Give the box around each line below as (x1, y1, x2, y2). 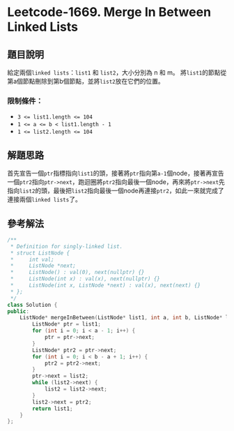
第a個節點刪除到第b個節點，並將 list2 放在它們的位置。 (7, 77, 165, 85)
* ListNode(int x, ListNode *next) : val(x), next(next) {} (10, 282, 201, 289)
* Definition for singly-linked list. (10, 243, 123, 250)
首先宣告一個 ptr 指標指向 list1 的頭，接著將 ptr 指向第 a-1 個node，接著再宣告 (7, 169, 224, 178)
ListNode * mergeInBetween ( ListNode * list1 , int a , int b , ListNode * (19, 315, 223, 322)
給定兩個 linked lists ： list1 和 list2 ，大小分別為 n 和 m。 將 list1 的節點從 (7, 68, 227, 77)
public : (7, 308, 30, 315)
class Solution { (7, 301, 58, 308)
